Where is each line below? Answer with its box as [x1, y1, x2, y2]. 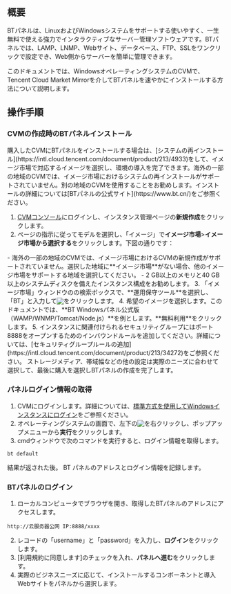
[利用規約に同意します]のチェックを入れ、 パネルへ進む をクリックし [17, 553, 210, 562]
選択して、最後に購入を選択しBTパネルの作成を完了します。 [7, 366, 177, 374]
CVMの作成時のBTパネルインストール [7, 129, 132, 138]
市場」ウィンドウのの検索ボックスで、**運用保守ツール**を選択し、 [19, 288, 212, 296]
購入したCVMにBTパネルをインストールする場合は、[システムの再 [7, 146, 194, 154]
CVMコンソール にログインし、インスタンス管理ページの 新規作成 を [17, 213, 207, 221]
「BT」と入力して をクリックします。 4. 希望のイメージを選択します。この [7, 296, 223, 305]
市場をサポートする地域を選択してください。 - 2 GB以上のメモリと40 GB [12, 271, 220, 279]
